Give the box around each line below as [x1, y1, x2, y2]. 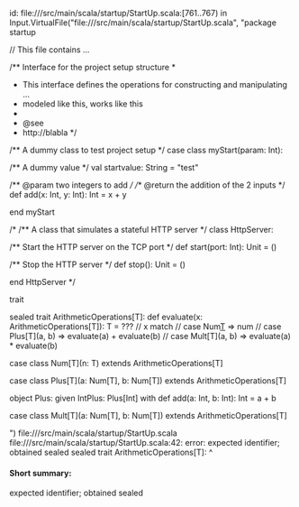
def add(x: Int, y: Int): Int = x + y [9, 189, 128, 199]
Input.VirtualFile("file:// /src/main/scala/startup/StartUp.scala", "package [9, 17, 277, 28]
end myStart [9, 207, 56, 217]
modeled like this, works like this [22, 98, 144, 109]
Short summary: [9, 467, 72, 478]
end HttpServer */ [9, 277, 76, 287]
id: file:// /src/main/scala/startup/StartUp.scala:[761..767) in [9, 8, 228, 18]
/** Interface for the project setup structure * [9, 62, 176, 72]
